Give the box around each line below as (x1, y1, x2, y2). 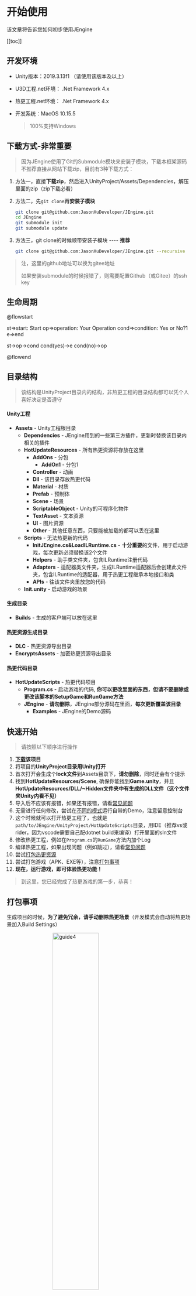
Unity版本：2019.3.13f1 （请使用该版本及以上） (15, 73, 127, 80)
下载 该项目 (15, 756, 41, 763)
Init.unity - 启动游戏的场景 (23, 585, 88, 592)
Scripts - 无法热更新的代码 (23, 534, 88, 541)
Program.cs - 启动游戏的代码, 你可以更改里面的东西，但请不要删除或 (23, 686, 189, 693)
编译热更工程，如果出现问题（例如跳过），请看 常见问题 (15, 844, 146, 851)
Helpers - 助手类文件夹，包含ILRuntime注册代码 (32, 556, 148, 563)
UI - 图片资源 (32, 519, 64, 526)
